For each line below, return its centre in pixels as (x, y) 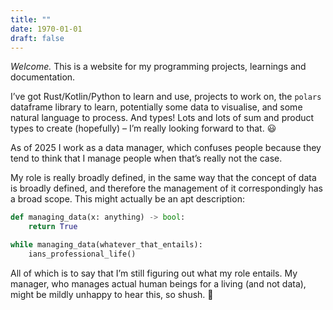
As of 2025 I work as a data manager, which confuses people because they (166, 148)
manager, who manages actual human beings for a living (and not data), (158, 283)
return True (53, 227)
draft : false (37, 38)
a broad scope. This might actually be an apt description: (127, 199)
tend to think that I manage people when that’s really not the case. (146, 158)
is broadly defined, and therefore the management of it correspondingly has (166, 188)
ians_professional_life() (82, 254)
